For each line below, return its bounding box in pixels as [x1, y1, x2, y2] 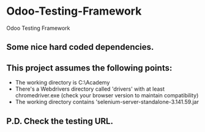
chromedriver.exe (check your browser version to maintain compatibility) [15, 92, 199, 99]
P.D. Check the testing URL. [6, 116, 113, 126]
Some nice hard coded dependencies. [6, 42, 154, 52]
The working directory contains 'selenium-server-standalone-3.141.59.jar [15, 99, 199, 106]
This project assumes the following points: [6, 63, 173, 73]
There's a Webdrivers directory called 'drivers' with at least [15, 85, 165, 92]
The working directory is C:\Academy [15, 79, 110, 86]
